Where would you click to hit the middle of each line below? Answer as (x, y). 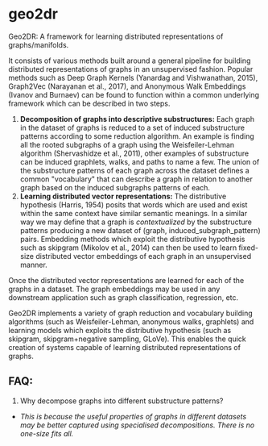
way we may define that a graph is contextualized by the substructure (136, 222)
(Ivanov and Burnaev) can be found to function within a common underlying (134, 94)
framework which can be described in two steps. (89, 103)
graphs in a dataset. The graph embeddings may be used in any (114, 289)
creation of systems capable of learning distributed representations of (125, 347)
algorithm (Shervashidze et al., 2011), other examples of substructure (134, 153)
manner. (34, 265)
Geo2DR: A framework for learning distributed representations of (116, 36)
